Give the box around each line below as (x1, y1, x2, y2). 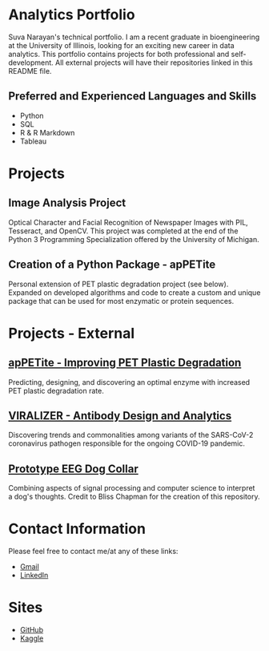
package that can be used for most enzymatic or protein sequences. (8, 296, 235, 305)
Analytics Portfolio (8, 6, 135, 24)
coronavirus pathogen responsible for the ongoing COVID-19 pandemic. (8, 439, 246, 448)
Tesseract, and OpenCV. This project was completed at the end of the (8, 226, 239, 236)
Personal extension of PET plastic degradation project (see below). (8, 279, 229, 289)
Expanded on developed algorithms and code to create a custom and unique (8, 287, 261, 297)
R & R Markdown (19, 127, 75, 137)
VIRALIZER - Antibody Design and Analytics (8, 409, 232, 423)
